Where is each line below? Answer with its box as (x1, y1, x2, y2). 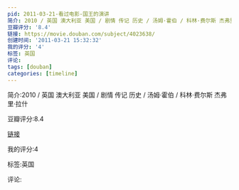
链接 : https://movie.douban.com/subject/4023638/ (7, 30, 155, 38)
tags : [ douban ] (7, 63, 53, 70)
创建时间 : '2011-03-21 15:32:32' (7, 37, 102, 44)
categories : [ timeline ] (7, 70, 78, 77)
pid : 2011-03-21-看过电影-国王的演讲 (7, 10, 110, 18)
